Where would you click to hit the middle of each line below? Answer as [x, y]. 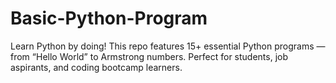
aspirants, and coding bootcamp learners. [96, 67]
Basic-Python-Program [109, 18]
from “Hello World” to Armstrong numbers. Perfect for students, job [149, 56]
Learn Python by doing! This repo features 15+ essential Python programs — [168, 46]
